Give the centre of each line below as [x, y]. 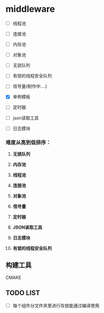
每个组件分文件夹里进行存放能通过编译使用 [56, 305]
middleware [30, 9]
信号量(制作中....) [30, 86]
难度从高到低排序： [28, 142]
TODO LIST [23, 293]
